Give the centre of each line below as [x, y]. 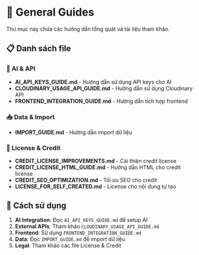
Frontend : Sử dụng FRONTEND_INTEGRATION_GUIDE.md [78, 233]
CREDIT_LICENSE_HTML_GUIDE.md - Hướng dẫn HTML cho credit [98, 167]
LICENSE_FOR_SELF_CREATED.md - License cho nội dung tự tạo [96, 186]
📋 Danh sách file [39, 48]
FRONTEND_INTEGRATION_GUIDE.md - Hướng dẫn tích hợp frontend [101, 101]
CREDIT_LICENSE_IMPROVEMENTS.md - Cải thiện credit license [96, 161]
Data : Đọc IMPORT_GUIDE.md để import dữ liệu [70, 239]
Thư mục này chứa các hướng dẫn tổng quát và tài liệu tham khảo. [88, 29]
